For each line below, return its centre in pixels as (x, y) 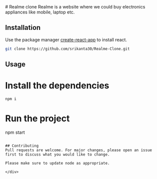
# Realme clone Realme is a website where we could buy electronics (75, 7)
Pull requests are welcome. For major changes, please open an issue (79, 150)
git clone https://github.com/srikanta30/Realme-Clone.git (68, 49)
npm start (15, 132)
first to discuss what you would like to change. (58, 154)
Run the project (38, 119)
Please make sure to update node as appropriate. (58, 163)
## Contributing (22, 146)
